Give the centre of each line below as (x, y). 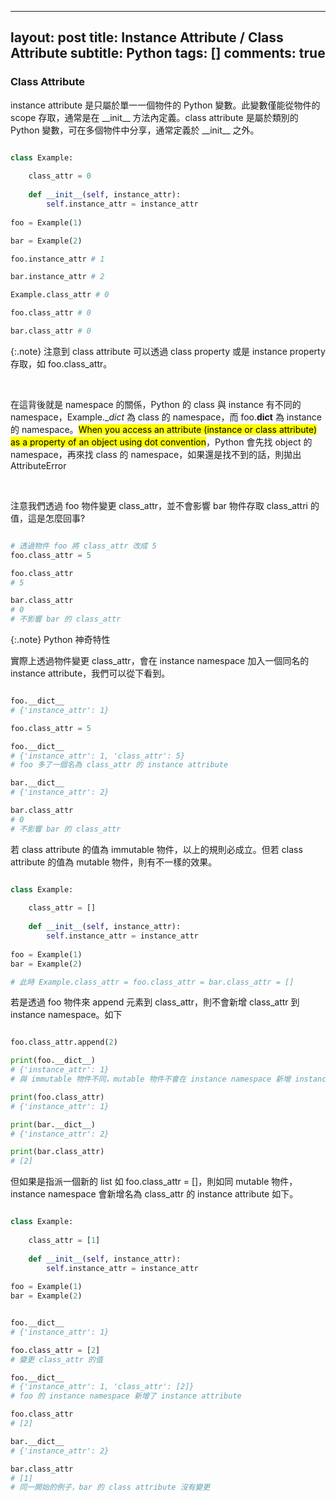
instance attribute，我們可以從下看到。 (90, 673)
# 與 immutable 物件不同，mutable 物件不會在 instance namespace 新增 (151, 1079)
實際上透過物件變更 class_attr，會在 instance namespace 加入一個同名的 (160, 661)
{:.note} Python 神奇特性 (60, 640)
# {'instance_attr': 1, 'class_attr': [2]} (102, 1387)
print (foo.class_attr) (57, 1097)
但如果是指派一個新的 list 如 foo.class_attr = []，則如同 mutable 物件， (154, 1182)
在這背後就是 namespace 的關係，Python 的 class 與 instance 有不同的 (156, 404)
